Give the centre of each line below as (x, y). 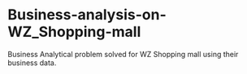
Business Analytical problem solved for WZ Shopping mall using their (123, 54)
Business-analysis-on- (87, 15)
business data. (32, 63)
